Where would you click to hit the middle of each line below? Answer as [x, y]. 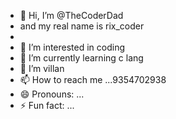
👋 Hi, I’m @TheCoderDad [71, 15]
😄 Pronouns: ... [52, 94]
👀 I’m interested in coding [72, 47]
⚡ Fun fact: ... [47, 105]
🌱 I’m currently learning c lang [81, 58]
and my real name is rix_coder [82, 26]
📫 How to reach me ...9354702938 [93, 79]
